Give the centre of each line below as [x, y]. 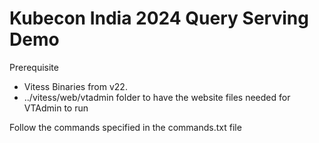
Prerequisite [34, 67]
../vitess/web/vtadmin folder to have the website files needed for [157, 97]
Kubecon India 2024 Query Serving [159, 18]
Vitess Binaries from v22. [75, 86]
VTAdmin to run [56, 108]
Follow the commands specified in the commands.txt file [125, 127]
